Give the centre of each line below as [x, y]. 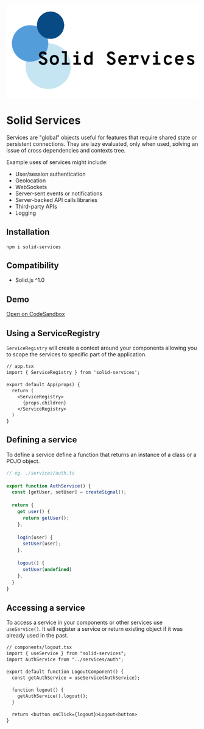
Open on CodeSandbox [36, 314]
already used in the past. [37, 636]
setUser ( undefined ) [47, 569]
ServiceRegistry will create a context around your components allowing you [102, 348]
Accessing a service [46, 608]
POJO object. [23, 461]
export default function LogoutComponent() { [65, 672]
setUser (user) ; [42, 544]
